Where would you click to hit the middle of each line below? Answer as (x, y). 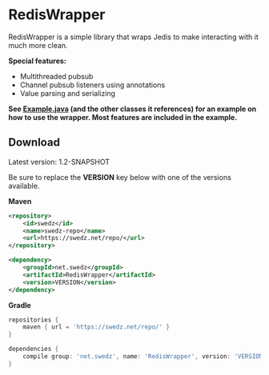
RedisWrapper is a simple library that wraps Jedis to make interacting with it (133, 37)
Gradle (20, 305)
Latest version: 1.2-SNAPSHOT (59, 162)
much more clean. (38, 45)
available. (24, 186)
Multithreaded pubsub (56, 76)
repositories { (34, 320)
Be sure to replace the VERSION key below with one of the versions (120, 177)
